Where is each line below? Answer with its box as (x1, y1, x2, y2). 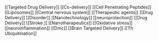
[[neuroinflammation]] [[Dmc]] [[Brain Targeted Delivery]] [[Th (5, 25, 133, 31)
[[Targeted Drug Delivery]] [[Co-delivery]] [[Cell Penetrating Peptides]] (5, 4, 151, 10)
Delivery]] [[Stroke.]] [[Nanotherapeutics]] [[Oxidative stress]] (5, 20, 133, 26)
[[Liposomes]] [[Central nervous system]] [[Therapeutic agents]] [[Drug (5, 9, 153, 15)
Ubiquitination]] (5, 31, 37, 36)
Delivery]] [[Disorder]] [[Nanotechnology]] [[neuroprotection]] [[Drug (5, 15, 147, 20)
